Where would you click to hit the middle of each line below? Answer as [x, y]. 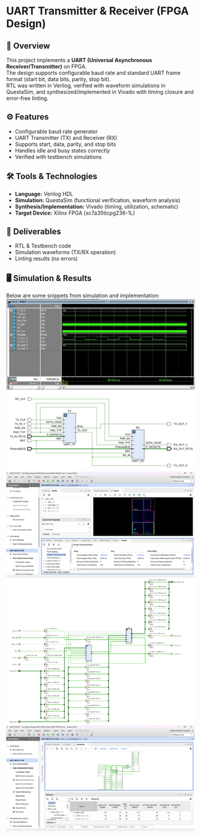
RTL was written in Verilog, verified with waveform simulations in [86, 85]
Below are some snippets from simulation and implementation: [83, 296]
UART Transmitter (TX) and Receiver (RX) [66, 138]
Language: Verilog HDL [44, 194]
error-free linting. [28, 98]
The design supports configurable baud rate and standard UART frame [93, 73]
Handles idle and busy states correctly [62, 150]
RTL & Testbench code [43, 246]
